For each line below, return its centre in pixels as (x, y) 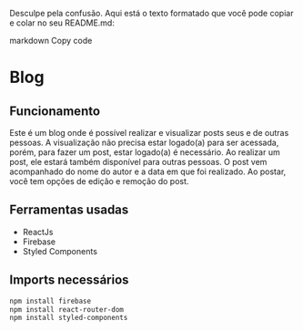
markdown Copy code (51, 41)
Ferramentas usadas (69, 210)
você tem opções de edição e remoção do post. (99, 181)
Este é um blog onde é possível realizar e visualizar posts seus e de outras (149, 133)
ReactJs (38, 232)
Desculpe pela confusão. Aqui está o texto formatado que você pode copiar (151, 13)
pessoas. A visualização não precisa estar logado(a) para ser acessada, (144, 142)
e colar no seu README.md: (62, 23)
